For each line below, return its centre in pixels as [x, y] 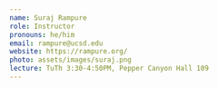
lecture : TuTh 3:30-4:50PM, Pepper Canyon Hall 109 [109, 69]
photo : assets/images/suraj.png [70, 60]
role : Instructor [42, 26]
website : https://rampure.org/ [69, 52]
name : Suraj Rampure [49, 18]
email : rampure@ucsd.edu [56, 43]
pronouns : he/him [42, 34]
